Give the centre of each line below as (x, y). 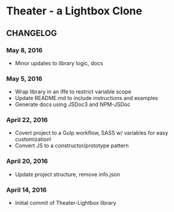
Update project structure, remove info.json (67, 174)
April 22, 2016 (27, 120)
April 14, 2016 (26, 190)
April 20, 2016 (27, 161)
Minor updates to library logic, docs (59, 63)
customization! (33, 140)
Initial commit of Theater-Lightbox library (65, 203)
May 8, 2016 (25, 50)
